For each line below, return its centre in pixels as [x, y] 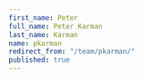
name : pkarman [36, 43]
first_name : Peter [43, 18]
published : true [39, 60]
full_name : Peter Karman [56, 26]
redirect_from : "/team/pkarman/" [72, 52]
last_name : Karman [43, 35]
